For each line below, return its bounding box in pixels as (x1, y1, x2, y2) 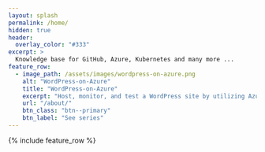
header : (8, 33, 34, 42)
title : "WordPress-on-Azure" (22, 84, 118, 93)
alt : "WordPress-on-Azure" (22, 77, 111, 85)
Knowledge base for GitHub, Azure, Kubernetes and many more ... (15, 56, 235, 64)
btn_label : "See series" (22, 114, 104, 122)
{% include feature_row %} (8, 135, 96, 145)
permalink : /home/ (8, 19, 69, 27)
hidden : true (8, 26, 51, 34)
